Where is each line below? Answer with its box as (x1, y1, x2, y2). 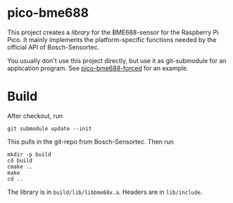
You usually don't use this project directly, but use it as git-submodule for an (7, 56, 227, 64)
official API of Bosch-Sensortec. (7, 43, 100, 51)
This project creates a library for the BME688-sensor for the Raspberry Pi (7, 28, 219, 36)
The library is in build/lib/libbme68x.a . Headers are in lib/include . (7, 188, 203, 196)
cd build (7, 157, 33, 164)
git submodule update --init (7, 125, 92, 132)
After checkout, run (7, 111, 63, 120)
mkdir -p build (7, 150, 52, 158)
